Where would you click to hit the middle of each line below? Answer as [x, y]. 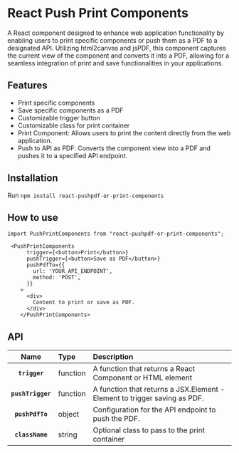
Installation [33, 178]
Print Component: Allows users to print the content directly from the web [124, 132]
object [69, 415]
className [31, 435]
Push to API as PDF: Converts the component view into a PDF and [114, 148]
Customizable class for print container [74, 125]
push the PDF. [116, 419]
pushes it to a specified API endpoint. [73, 155]
